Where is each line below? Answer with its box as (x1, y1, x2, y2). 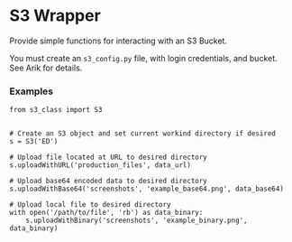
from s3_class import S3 (9, 106, 103, 115)
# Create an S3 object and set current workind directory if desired (9, 129, 277, 138)
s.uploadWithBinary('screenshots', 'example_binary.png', (25, 216, 248, 226)
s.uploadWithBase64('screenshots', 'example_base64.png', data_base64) (9, 184, 284, 194)
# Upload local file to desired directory (9, 200, 171, 209)
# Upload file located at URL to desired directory (9, 153, 207, 163)
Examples (9, 85, 54, 98)
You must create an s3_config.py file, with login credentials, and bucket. (9, 52, 278, 63)
